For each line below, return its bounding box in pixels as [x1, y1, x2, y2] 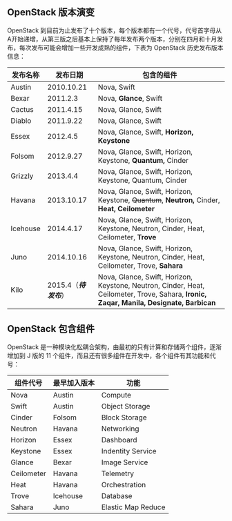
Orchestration [101, 480, 146, 489]
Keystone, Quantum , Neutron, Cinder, [97, 195, 220, 205]
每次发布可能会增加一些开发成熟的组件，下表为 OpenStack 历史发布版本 [19, 43, 224, 52]
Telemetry [101, 469, 135, 478]
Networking [101, 424, 139, 433]
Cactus [10, 104, 34, 114]
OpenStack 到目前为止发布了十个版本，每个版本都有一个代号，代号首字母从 [7, 26, 222, 35]
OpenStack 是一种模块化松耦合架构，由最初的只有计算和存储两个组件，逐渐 [7, 342, 222, 351]
